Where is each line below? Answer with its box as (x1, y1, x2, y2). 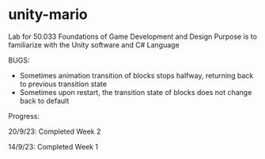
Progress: (8, 111, 40, 120)
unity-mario (8, 6, 89, 24)
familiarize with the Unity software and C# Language (8, 40, 180, 49)
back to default (19, 96, 70, 105)
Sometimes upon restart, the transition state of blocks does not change (19, 87, 252, 97)
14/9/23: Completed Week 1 (8, 142, 99, 151)
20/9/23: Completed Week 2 (8, 127, 101, 136)
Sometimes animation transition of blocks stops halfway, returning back (19, 70, 254, 80)
